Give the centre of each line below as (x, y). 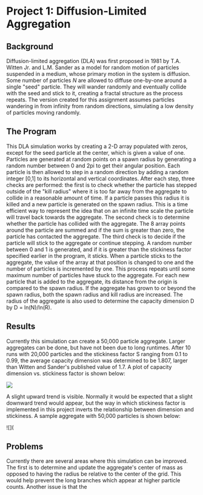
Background (30, 46)
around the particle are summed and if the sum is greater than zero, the (95, 230)
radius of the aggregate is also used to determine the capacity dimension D (100, 301)
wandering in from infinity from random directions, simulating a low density (100, 106)
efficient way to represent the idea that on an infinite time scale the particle (100, 210)
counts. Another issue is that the (47, 487)
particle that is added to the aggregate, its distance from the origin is (92, 281)
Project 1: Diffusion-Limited (76, 11)
